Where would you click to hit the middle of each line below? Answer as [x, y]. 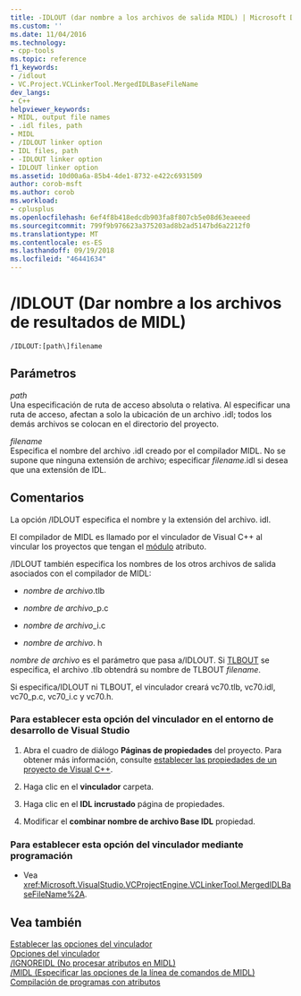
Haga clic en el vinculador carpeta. [88, 786]
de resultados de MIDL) [98, 322]
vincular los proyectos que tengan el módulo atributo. [109, 546]
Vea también [46, 922]
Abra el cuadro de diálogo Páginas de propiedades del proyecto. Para [152, 750]
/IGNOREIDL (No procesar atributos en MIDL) [93, 963]
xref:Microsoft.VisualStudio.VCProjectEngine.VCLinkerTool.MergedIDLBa [157, 885]
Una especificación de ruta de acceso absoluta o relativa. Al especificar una [150, 405]
